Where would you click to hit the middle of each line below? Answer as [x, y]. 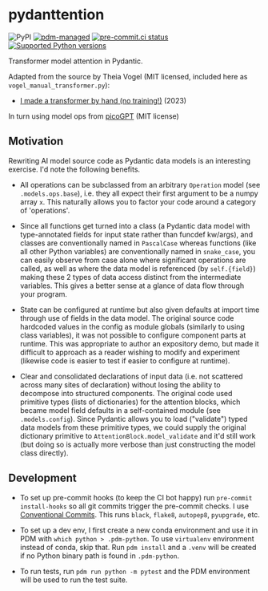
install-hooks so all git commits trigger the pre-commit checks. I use [134, 506]
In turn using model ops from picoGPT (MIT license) [94, 116]
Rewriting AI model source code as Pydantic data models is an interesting [129, 160]
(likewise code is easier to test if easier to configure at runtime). [125, 360]
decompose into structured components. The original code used [126, 393]
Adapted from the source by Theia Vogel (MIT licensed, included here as [128, 76]
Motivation [36, 142]
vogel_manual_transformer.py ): [59, 85]
